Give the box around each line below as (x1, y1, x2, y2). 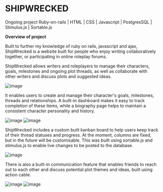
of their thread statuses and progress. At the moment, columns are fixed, (5, 132, 151, 138)
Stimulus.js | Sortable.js (5, 24, 53, 30)
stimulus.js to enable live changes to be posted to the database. (5, 142, 133, 148)
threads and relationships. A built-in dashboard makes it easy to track (5, 97, 145, 103)
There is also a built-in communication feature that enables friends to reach (5, 161, 157, 167)
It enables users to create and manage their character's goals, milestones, (5, 92, 155, 98)
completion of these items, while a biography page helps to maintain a (5, 103, 146, 108)
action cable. (5, 171, 31, 177)
